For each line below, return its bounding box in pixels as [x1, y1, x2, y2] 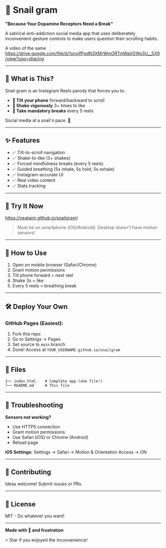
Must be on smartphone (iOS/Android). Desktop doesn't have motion [17, 225, 158, 231]
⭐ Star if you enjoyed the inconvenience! [5, 537, 88, 543]
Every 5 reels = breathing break [12, 283, 77, 289]
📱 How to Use [5, 249, 47, 257]
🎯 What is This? [5, 75, 54, 83]
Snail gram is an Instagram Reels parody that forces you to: [5, 87, 125, 93]
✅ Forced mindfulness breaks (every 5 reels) [12, 160, 104, 166]
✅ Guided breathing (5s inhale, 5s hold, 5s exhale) [12, 166, 115, 172]
